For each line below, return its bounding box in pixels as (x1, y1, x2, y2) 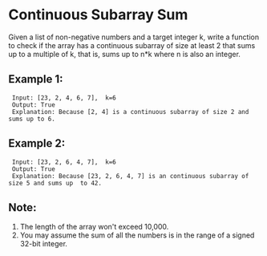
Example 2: (8, 136, 66, 150)
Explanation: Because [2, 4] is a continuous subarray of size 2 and (11, 108, 249, 116)
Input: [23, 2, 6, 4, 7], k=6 (11, 158, 116, 166)
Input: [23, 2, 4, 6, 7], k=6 (11, 94, 116, 102)
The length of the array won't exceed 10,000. (19, 222, 169, 232)
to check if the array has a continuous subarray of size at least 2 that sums (8, 40, 256, 50)
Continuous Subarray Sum (8, 6, 188, 24)
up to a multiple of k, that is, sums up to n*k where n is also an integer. (8, 49, 241, 59)
